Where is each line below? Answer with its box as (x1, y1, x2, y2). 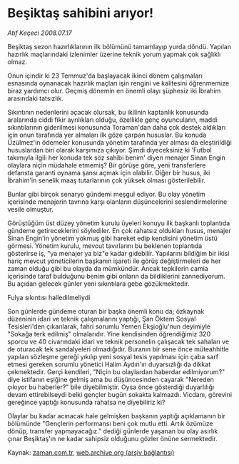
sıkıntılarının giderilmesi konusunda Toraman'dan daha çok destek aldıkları (7, 123, 226, 131)
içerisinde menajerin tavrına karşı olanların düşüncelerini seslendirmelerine (7, 197, 228, 206)
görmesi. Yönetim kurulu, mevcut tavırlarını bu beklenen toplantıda (7, 241, 203, 250)
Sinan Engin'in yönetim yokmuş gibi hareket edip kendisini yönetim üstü (7, 234, 218, 242)
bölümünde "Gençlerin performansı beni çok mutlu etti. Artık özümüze (7, 419, 214, 428)
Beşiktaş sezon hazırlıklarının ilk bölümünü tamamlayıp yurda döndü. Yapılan (7, 42, 232, 51)
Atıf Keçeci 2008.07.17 (7, 29, 73, 37)
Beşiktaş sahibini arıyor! (7, 5, 154, 21)
